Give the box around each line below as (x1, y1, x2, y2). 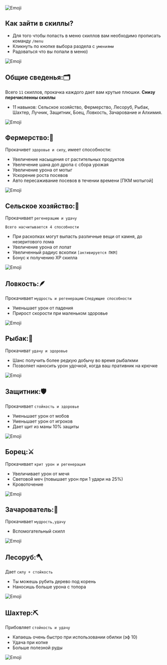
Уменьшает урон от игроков (12, 418, 73, 424)
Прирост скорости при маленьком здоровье (12, 310, 108, 316)
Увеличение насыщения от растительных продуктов (12, 156, 125, 162)
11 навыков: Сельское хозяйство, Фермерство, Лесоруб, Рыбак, (12, 104, 150, 110)
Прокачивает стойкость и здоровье (5, 403, 79, 409)
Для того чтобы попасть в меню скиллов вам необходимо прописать (12, 32, 161, 38)
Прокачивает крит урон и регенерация (5, 461, 86, 467)
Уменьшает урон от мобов (12, 413, 69, 419)
